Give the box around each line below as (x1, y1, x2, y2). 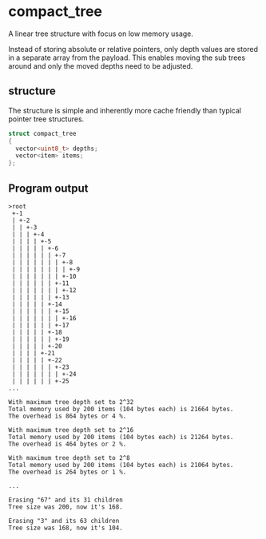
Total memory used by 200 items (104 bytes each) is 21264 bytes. (8, 433, 234, 441)
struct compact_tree (8, 129, 77, 137)
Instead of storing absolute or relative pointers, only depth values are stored (8, 44, 258, 54)
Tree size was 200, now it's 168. (8, 502, 124, 511)
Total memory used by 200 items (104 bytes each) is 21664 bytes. (8, 405, 234, 413)
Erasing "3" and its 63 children (8, 517, 120, 525)
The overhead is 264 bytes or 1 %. (8, 468, 127, 476)
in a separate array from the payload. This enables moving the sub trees (8, 53, 246, 62)
